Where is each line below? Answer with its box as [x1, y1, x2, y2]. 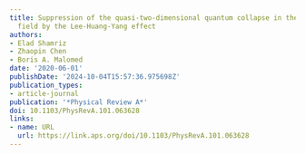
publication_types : [9, 81, 84, 90]
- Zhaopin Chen [9, 47, 67, 56]
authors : [9, 30, 43, 39]
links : [9, 114, 34, 123]
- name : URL [9, 123, 54, 132]
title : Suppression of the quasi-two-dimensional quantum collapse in [9, 13, 282, 23]
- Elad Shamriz [9, 38, 67, 48]
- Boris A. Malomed [9, 55, 84, 64]
